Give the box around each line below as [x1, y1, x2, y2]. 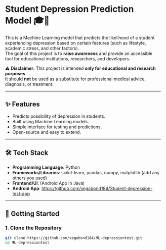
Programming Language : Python [12, 164, 80, 170]
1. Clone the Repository [5, 224, 62, 231]
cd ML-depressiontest [5, 240, 50, 246]
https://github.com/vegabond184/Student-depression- [41, 185, 153, 191]
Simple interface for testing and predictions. [12, 124, 102, 130]
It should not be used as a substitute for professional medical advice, [5, 76, 146, 82]
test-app [12, 191, 30, 197]
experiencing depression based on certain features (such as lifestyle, [5, 40, 146, 46]
